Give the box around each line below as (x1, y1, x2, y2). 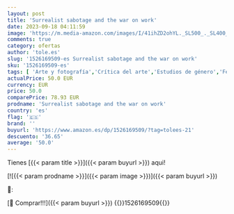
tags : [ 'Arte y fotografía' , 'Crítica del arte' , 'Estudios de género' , (7, 68, 219, 75)
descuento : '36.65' (7, 133, 64, 140)
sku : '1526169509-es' (7, 62, 70, 69)
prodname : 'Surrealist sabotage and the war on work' (7, 101, 167, 108)
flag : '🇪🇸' (7, 113, 42, 120)
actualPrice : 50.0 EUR (7, 74, 73, 82)
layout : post (7, 10, 45, 17)
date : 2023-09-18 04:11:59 (7, 23, 86, 30)
